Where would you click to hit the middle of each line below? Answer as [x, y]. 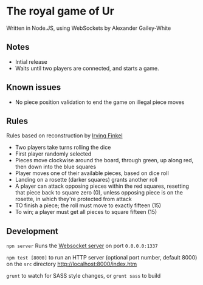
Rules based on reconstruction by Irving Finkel [64, 136]
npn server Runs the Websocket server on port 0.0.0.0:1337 [82, 246]
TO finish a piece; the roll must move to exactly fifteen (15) [88, 205]
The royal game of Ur [60, 11]
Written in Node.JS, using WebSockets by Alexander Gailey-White [89, 28]
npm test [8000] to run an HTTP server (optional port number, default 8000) [102, 258]
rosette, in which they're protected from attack [73, 199]
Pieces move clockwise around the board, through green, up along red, [104, 160]
